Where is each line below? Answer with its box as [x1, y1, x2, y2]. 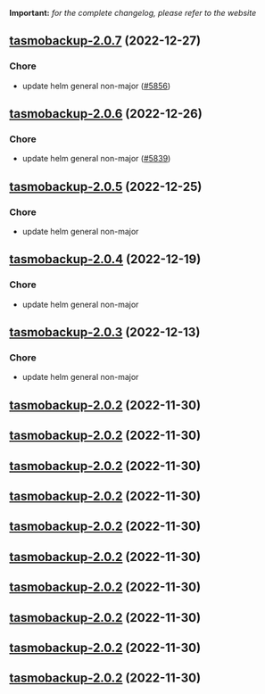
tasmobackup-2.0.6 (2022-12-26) [9, 106, 203, 121]
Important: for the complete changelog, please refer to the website [9, 8, 257, 18]
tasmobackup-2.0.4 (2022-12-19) [9, 252, 202, 267]
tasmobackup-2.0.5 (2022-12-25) [9, 178, 203, 194]
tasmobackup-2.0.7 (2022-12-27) [9, 33, 202, 48]
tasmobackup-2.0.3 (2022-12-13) [9, 325, 201, 340]
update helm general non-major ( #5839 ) [21, 153, 171, 164]
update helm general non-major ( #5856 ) [21, 80, 171, 91]
